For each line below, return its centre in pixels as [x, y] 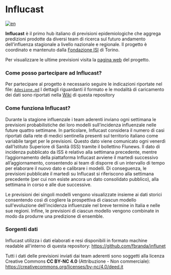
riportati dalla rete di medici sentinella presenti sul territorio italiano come [82, 135]
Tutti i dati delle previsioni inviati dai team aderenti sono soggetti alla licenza [85, 256]
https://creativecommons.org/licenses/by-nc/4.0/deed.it [64, 266]
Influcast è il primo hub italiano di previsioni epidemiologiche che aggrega [83, 33]
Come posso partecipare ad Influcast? [53, 73]
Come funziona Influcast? [38, 108]
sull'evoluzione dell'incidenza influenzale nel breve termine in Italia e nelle [83, 205]
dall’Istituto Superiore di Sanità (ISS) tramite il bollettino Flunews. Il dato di [83, 146]
